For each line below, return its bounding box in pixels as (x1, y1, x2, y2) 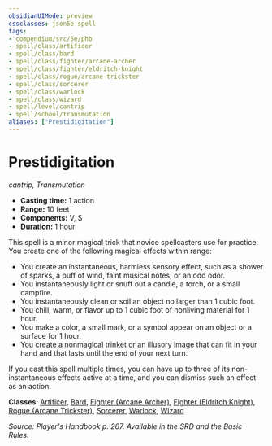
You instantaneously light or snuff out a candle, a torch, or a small (19, 278, 240, 289)
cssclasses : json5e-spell (8, 20, 96, 28)
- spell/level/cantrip (8, 103, 85, 111)
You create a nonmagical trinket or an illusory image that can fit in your (19, 339, 257, 349)
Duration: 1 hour (19, 221, 76, 231)
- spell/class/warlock (8, 87, 85, 96)
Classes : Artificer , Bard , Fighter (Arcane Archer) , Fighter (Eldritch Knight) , (8, 396, 256, 407)
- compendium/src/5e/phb (8, 34, 93, 43)
